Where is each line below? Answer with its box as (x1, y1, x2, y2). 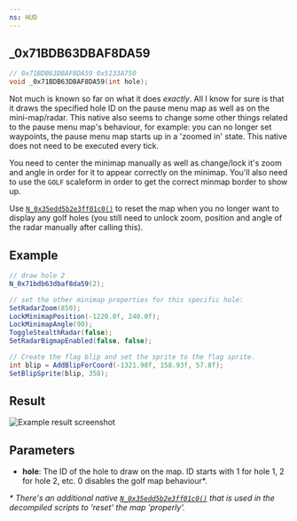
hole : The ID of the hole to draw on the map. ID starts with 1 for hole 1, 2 (21, 466, 285, 477)
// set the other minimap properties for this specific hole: (9, 295, 244, 304)
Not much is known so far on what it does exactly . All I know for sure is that (9, 94, 285, 105)
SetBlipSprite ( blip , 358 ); (9, 369, 109, 377)
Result (9, 393, 46, 408)
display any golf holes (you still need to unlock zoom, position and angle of (9, 213, 283, 223)
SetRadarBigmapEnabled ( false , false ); (9, 337, 152, 346)
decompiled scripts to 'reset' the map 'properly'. (9, 502, 186, 513)
